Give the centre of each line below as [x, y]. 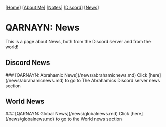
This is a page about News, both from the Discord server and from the [78, 41]
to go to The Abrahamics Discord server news [113, 80]
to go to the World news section [89, 119]
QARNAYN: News [42, 28]
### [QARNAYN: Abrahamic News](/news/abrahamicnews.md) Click [76, 75]
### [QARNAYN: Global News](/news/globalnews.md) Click [67, 113]
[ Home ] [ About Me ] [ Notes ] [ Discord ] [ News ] [52, 7]
